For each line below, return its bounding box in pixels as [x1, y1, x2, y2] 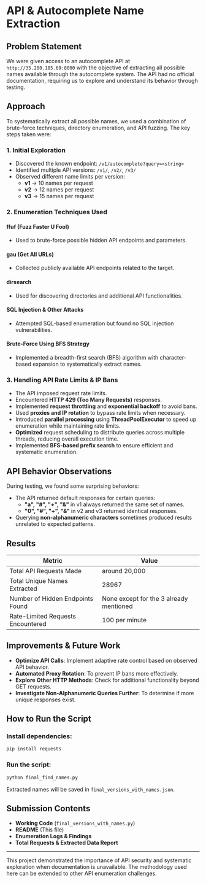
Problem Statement [6, 41, 82, 52]
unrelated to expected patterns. [15, 520, 95, 528]
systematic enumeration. [15, 449, 78, 456]
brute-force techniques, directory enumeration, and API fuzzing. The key [6, 124, 191, 131]
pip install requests [6, 746, 62, 752]
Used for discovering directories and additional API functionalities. [15, 292, 183, 299]
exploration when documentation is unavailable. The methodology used [6, 863, 187, 871]
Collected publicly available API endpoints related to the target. [15, 264, 175, 272]
